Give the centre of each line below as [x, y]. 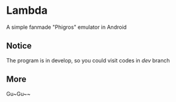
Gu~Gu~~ [19, 94]
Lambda [27, 10]
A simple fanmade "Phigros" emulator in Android [67, 27]
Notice [19, 46]
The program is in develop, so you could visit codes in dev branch [88, 60]
